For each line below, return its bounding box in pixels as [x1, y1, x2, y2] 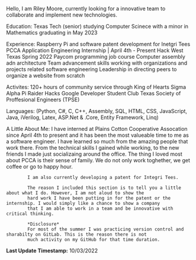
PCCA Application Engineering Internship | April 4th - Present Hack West [6, 47, 184, 54]
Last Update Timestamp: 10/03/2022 [6, 247, 98, 254]
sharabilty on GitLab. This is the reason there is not [6, 232, 147, 237]
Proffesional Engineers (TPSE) [6, 96, 80, 103]
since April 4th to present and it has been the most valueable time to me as [6, 131, 189, 139]
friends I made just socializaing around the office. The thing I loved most [6, 150, 182, 158]
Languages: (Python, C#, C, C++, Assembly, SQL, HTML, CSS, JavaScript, [6, 108, 188, 114]
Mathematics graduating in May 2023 [6, 29, 98, 36]
